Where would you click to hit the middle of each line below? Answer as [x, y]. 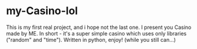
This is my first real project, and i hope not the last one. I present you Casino [99, 27]
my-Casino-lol [42, 11]
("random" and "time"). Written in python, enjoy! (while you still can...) [91, 40]
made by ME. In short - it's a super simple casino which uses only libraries [96, 33]
